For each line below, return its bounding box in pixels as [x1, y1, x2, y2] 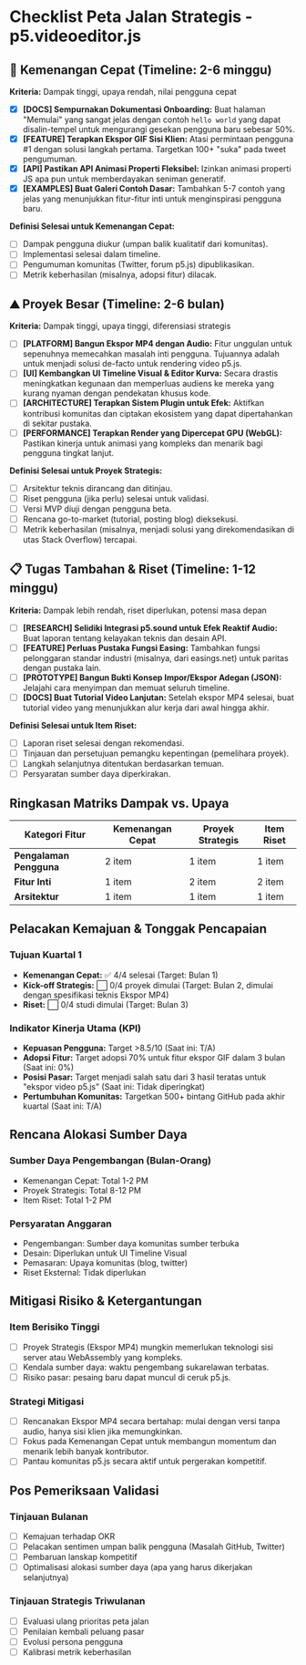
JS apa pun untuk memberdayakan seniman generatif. [22, 173, 226, 184]
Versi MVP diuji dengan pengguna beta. [22, 503, 172, 514]
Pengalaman [14, 850, 70, 862]
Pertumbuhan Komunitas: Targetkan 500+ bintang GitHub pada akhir [22, 1091, 285, 1101]
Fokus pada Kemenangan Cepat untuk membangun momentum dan [22, 1436, 277, 1447]
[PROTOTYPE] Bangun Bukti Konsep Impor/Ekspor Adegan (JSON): [22, 672, 282, 683]
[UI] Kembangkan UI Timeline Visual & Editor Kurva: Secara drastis [22, 367, 279, 379]
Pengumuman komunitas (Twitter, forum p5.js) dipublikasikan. [22, 259, 255, 270]
